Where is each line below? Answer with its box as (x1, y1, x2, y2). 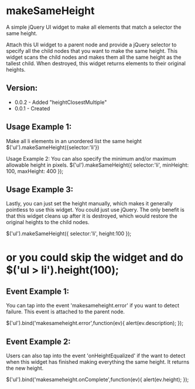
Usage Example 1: (6, 122, 72, 132)
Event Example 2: (6, 336, 71, 347)
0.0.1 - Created (14, 104, 50, 112)
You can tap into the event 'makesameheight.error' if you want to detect (6, 302, 180, 309)
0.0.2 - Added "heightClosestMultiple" (14, 99, 107, 106)
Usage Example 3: (6, 184, 74, 194)
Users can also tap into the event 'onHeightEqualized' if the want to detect (6, 352, 186, 359)
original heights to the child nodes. (6, 219, 90, 226)
